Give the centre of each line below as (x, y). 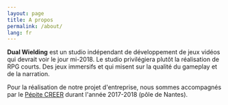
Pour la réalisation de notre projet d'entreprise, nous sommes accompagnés (114, 87)
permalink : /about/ (35, 26)
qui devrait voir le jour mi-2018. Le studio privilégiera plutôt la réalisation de (113, 60)
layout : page (26, 13)
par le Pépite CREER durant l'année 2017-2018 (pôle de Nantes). (98, 95)
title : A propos (30, 20)
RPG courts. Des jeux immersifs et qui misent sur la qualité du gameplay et (112, 67)
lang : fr (20, 33)
